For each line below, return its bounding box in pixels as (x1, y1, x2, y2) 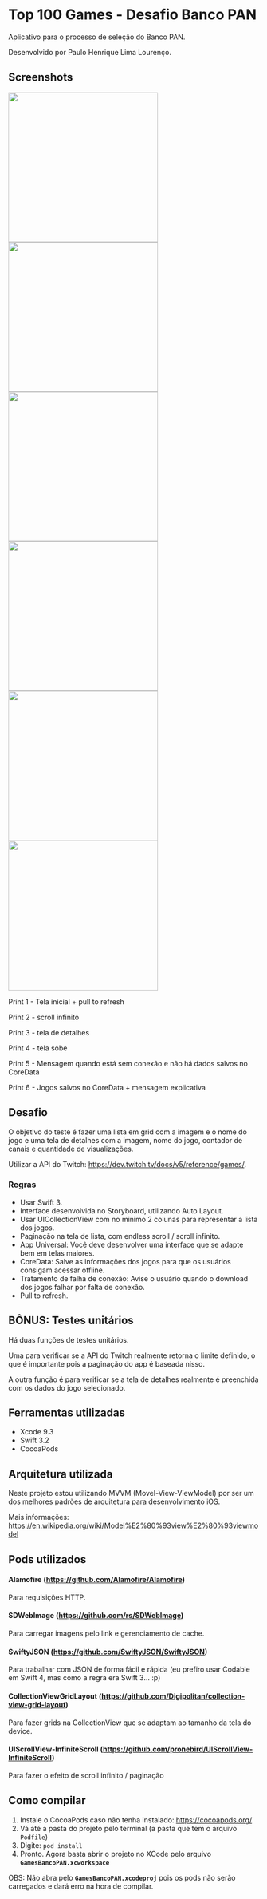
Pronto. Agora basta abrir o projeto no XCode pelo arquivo (19, 1849, 212, 1858)
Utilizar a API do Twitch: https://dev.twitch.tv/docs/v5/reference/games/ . (8, 1159, 247, 1169)
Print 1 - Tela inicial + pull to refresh (8, 996, 125, 1007)
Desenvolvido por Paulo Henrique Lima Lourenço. (8, 47, 171, 57)
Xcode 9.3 (19, 1427, 54, 1437)
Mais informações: (8, 1513, 69, 1522)
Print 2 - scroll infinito (8, 1012, 80, 1022)
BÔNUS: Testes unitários (8, 1314, 134, 1327)
